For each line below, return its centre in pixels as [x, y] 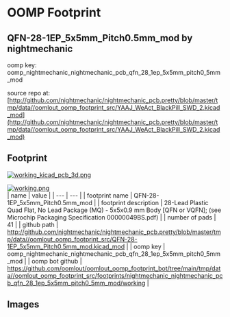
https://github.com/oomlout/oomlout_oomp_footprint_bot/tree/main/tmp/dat [114, 268]
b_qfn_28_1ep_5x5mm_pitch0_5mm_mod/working [76, 283]
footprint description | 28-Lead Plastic [155, 202]
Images [23, 304]
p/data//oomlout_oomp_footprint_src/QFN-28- [73, 239]
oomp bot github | [57, 261]
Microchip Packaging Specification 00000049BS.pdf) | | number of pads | [112, 217]
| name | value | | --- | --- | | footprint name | [70, 195]
